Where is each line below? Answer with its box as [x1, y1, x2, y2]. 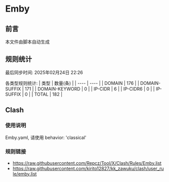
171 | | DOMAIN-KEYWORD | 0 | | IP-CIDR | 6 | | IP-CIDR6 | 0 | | [24, 85, 155, 92]
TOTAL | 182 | [34, 91, 63, 97]
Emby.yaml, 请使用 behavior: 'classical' [5, 134, 87, 141]
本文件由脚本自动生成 [5, 39, 50, 44]
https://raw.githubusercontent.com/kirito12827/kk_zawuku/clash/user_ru [12, 165, 164, 171]
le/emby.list [12, 170, 37, 177]
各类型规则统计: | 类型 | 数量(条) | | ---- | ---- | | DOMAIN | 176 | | [5, 80, 139, 86]
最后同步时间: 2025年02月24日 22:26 [5, 69, 83, 75]
